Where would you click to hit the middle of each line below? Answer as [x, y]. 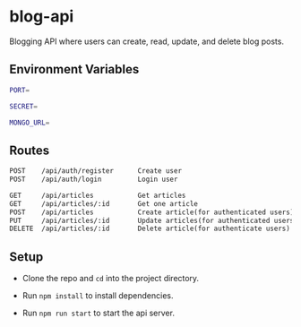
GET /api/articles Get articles [98, 195]
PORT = [19, 90]
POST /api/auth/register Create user [95, 171]
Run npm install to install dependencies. [98, 296]
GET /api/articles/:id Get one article [104, 203]
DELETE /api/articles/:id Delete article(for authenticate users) [150, 229]
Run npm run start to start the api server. [98, 313]
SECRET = [24, 106]
